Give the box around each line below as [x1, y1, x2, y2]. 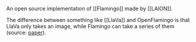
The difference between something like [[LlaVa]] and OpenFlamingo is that [6, 17, 190, 23]
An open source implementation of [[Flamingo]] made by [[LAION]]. [6, 5, 173, 12]
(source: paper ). [6, 29, 47, 36]
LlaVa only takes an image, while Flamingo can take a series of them [6, 23, 175, 30]
